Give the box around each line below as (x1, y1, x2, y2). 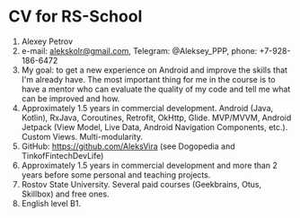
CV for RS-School (8, 6, 143, 27)
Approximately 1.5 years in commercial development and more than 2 (21, 160, 278, 170)
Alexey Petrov (21, 36, 74, 47)
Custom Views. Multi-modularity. (21, 131, 144, 142)
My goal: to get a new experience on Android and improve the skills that (21, 65, 288, 75)
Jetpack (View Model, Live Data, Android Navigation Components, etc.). (21, 121, 288, 132)
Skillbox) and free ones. (21, 188, 110, 199)
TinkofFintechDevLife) (21, 150, 104, 161)
